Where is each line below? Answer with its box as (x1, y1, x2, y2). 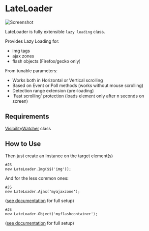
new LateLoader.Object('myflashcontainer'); (5, 211, 98, 216)
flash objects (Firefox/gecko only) (12, 58, 81, 64)
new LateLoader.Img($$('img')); (5, 167, 71, 172)
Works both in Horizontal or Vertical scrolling (12, 77, 103, 83)
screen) (12, 98, 28, 104)
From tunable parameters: (5, 67, 58, 74)
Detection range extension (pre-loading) (12, 87, 94, 93)
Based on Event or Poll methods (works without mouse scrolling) (12, 82, 144, 88)
